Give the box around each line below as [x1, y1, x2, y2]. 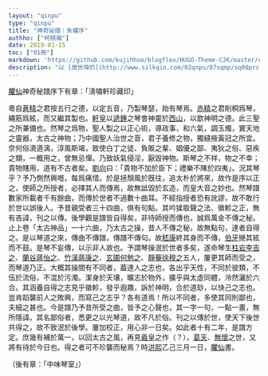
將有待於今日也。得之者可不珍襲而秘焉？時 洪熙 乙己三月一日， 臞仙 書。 [8, 342, 239, 351]
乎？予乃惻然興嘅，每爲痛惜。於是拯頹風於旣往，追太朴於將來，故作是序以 [8, 173, 253, 182]
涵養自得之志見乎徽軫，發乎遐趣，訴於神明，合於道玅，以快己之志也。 [29, 282, 260, 292]
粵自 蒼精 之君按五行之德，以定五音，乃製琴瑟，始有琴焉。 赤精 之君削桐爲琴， [8, 103, 260, 112]
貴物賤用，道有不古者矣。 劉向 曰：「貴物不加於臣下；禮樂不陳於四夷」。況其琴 [8, 163, 260, 172]
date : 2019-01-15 [8, 41, 66, 49]
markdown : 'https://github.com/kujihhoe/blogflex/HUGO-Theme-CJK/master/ [8, 57, 259, 65]
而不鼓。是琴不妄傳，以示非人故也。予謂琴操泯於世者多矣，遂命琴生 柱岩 [8, 242, 246, 252]
